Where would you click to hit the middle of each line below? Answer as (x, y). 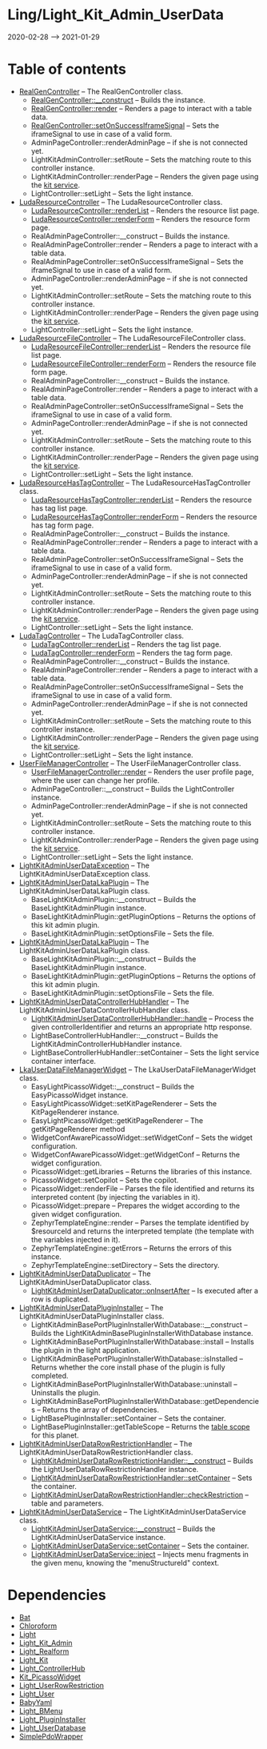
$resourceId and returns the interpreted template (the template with (142, 1231)
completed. (50, 1375)
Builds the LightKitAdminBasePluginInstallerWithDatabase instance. (142, 1333)
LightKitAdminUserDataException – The (84, 865)
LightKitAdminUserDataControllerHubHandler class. (104, 1009)
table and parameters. (68, 1503)
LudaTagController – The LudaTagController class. (102, 636)
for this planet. (55, 1435)
